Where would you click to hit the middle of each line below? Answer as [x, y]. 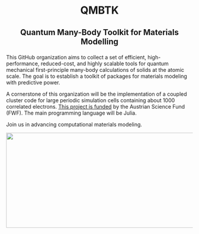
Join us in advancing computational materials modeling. [74, 124]
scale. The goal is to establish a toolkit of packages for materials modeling [97, 76]
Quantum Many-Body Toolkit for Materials [99, 32]
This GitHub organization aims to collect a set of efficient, [76, 57]
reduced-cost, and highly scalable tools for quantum [105, 64]
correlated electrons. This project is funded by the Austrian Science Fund [96, 106]
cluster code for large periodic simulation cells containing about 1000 [91, 100]
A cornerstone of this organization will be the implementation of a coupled [97, 94]
